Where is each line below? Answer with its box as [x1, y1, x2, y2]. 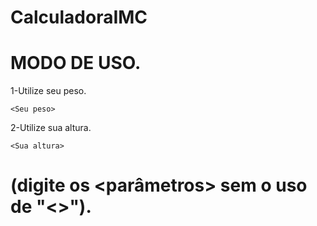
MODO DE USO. [10, 52, 142, 75]
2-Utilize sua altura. [10, 122, 92, 134]
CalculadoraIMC [10, 6, 148, 29]
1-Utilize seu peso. [10, 85, 87, 97]
